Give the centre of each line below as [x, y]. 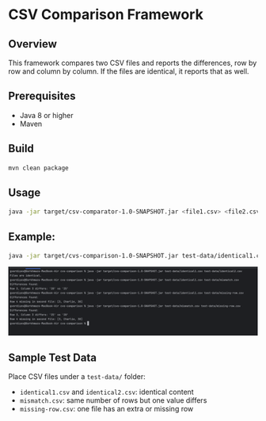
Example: [32, 237]
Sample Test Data [53, 358]
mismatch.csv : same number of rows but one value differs [113, 400]
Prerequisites [42, 96]
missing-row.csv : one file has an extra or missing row [106, 409]
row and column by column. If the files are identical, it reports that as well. [129, 71]
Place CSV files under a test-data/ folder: [77, 377]
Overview [33, 44]
